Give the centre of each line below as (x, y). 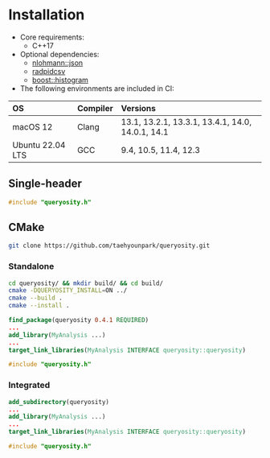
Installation (47, 15)
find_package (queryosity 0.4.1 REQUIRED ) (79, 320)
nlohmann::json (57, 63)
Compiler (96, 108)
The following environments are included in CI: (97, 88)
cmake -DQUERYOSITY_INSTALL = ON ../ (68, 291)
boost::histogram (60, 80)
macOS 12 (33, 126)
